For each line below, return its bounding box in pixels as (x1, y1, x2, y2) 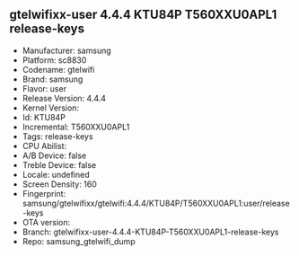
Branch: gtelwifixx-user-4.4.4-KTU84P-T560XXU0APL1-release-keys (22, 226, 279, 237)
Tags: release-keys (22, 130, 93, 142)
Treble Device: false (22, 159, 97, 170)
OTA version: (22, 216, 71, 227)
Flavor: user (22, 83, 67, 93)
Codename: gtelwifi (22, 64, 95, 75)
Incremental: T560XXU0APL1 (22, 121, 130, 132)
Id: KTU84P (22, 111, 66, 122)
